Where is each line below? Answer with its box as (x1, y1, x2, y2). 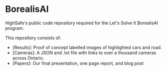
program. (5, 25, 24, 31)
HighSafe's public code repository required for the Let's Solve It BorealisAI (5, 20, 159, 26)
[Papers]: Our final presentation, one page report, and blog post (12, 60, 144, 66)
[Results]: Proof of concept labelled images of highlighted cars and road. (12, 44, 162, 50)
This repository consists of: (5, 35, 61, 41)
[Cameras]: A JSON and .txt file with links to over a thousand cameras (12, 50, 157, 56)
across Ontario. (12, 55, 44, 61)
